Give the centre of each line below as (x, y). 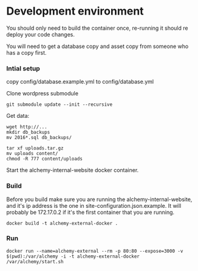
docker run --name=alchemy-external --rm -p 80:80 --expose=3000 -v (95, 251)
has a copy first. (26, 52)
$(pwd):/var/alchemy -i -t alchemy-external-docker (73, 256)
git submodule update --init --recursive (60, 105)
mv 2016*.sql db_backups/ (39, 138)
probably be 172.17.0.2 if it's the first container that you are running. (90, 212)
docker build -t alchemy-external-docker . (62, 223)
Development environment (75, 11)
